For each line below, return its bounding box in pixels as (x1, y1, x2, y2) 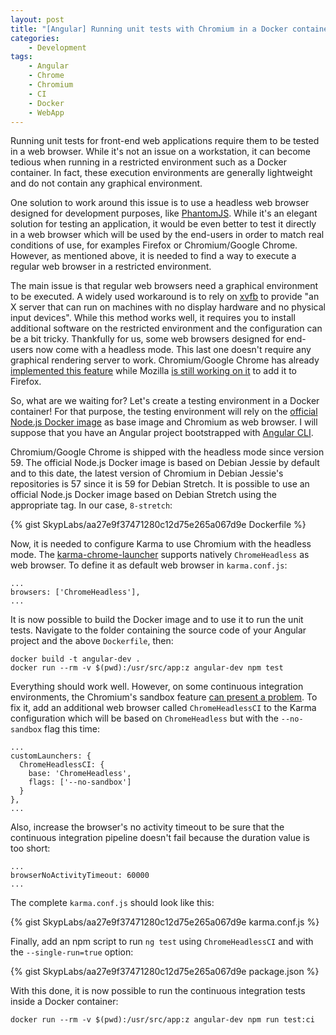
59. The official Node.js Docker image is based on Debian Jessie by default (10, 457, 320, 469)
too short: (10, 842, 51, 855)
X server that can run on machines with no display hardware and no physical (10, 301, 327, 313)
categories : (10, 33, 60, 43)
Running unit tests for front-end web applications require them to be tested (10, 135, 320, 147)
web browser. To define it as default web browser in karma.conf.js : (10, 559, 288, 571)
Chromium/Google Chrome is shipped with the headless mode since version (10, 446, 325, 458)
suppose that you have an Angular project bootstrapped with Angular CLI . (10, 427, 314, 439)
